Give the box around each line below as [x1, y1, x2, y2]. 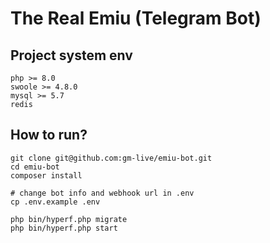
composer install [10, 170, 83, 181]
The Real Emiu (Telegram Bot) [10, 7, 262, 30]
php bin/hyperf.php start [10, 223, 118, 233]
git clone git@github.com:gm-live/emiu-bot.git [10, 153, 213, 163]
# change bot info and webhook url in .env [10, 188, 195, 198]
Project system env [10, 47, 133, 64]
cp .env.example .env [10, 197, 101, 207]
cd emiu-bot [10, 162, 60, 172]
